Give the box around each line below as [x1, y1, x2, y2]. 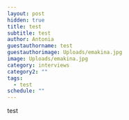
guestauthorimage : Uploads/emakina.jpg [7, 49, 123, 56]
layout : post [7, 10, 45, 17]
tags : [7, 74, 23, 82]
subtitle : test [7, 29, 51, 37]
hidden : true [7, 17, 45, 24]
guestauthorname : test [7, 42, 73, 49]
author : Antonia [7, 36, 54, 43]
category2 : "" [7, 68, 49, 75]
